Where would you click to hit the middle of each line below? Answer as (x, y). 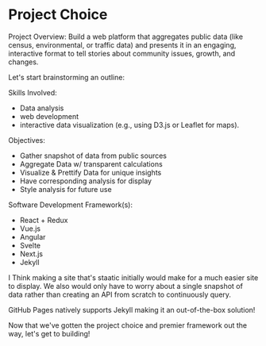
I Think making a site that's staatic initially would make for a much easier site (133, 277)
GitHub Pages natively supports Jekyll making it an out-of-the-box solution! (132, 309)
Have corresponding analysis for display (86, 181)
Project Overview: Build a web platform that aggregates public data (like (126, 37)
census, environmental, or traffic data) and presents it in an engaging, (122, 44)
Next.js (31, 254)
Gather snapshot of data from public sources (93, 156)
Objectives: (27, 140)
